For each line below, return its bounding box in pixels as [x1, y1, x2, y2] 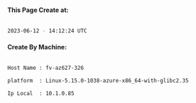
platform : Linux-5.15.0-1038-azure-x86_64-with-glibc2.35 [7, 78, 190, 85]
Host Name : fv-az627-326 [7, 64, 84, 72]
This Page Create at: [7, 6, 69, 14]
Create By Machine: [7, 42, 67, 51]
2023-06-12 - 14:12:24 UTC [7, 28, 87, 35]
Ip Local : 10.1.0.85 [7, 90, 75, 97]
